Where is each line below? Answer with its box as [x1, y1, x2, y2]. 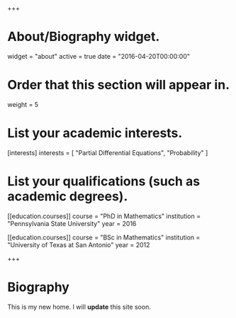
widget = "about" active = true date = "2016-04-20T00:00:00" [7, 52, 190, 60]
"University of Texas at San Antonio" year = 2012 [7, 240, 150, 249]
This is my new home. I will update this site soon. [7, 302, 151, 311]
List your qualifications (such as [7, 174, 201, 189]
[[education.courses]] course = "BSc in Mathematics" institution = [7, 233, 201, 242]
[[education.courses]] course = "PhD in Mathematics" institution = [7, 212, 201, 220]
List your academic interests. [7, 125, 183, 142]
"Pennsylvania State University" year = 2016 [7, 219, 137, 227]
